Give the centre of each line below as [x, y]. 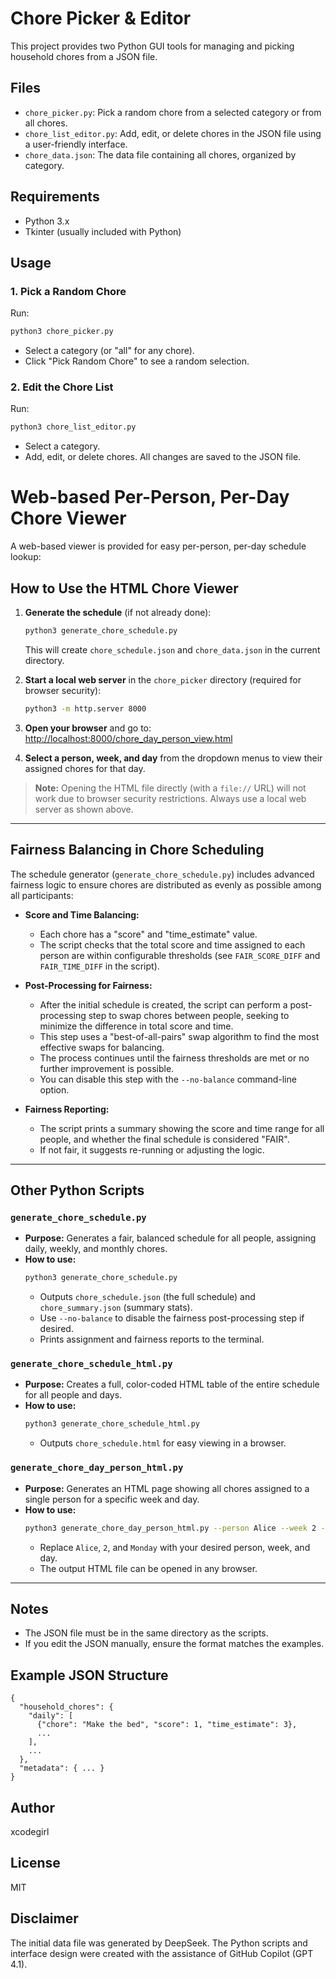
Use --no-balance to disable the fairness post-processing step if [172, 1318]
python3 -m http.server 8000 [85, 708]
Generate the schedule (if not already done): [118, 613]
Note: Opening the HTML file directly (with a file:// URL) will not [170, 788]
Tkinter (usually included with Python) [103, 231]
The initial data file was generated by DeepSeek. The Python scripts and [159, 1943]
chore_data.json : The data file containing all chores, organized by [160, 154]
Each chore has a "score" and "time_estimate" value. [148, 934]
